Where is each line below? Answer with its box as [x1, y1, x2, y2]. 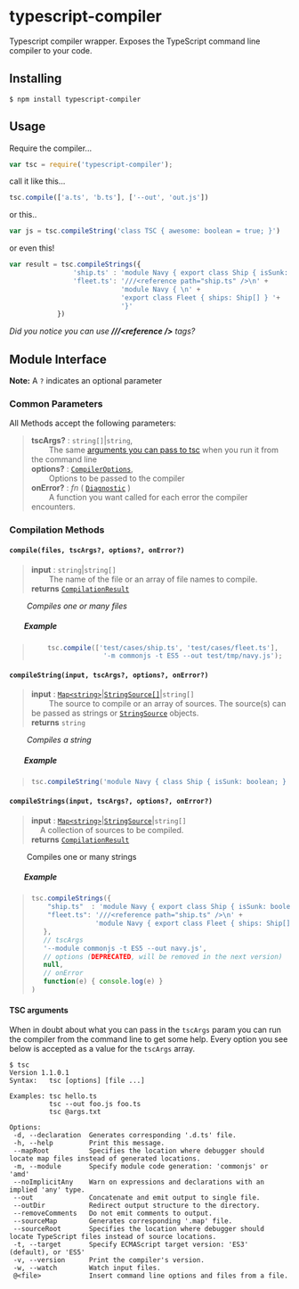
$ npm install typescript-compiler [9, 95, 141, 103]
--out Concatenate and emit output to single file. [12, 1194, 261, 1202]
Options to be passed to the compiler [48, 473, 185, 483]
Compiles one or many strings [26, 851, 137, 862]
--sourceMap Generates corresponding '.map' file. [12, 1217, 233, 1226]
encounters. [30, 501, 76, 512]
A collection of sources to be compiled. [39, 824, 184, 835]
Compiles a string [26, 734, 92, 746]
